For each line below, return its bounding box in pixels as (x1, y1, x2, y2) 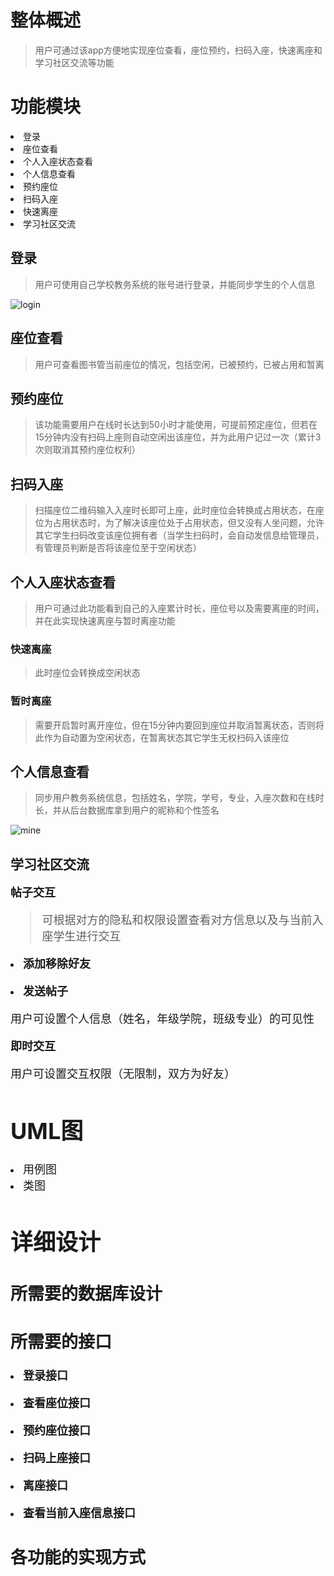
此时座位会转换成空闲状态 (34, 667, 141, 679)
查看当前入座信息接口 (23, 1506, 136, 1521)
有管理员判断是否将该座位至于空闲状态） (34, 542, 202, 554)
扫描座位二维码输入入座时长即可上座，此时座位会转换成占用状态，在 (34, 504, 316, 516)
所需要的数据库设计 (10, 1282, 163, 1305)
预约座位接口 (23, 1424, 91, 1438)
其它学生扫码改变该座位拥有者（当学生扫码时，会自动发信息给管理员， (34, 529, 325, 541)
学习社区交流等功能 (34, 56, 115, 68)
